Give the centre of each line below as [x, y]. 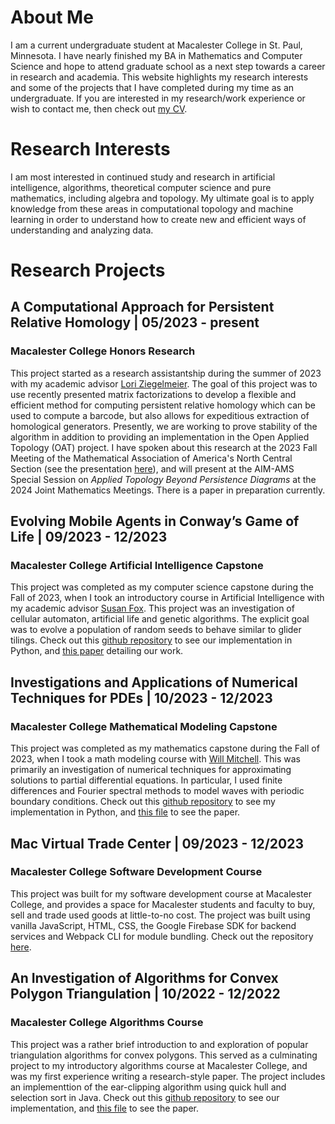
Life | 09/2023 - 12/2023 [89, 537]
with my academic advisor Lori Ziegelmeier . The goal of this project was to [164, 383]
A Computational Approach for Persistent [142, 307]
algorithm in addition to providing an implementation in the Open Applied [160, 437]
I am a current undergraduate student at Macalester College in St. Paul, [156, 45]
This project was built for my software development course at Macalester [161, 893]
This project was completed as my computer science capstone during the [162, 587]
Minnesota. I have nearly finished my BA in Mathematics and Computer [156, 55]
